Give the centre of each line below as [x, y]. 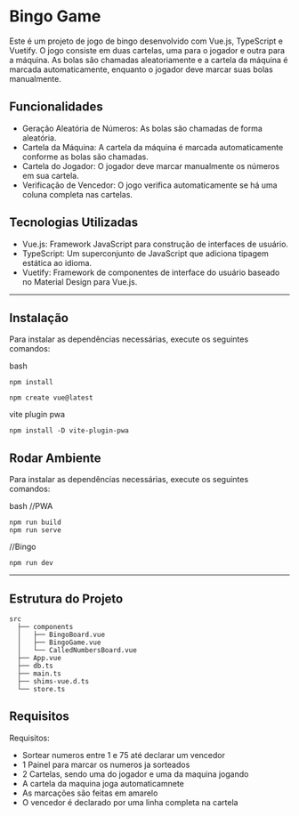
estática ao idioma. [57, 263]
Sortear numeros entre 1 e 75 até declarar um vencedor [123, 755]
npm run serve [36, 530]
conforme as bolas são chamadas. [85, 157]
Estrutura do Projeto [66, 598]
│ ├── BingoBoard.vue [61, 634]
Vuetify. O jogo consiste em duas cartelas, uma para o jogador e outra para [147, 50]
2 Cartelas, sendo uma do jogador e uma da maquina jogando [135, 774]
